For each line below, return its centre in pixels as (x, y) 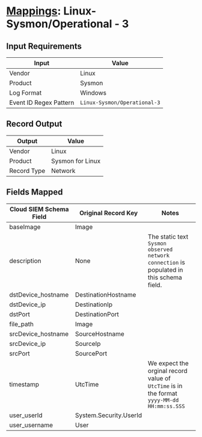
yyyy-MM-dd (163, 400)
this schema (165, 277)
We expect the (168, 363)
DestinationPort (97, 314)
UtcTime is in (165, 386)
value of (159, 378)
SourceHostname (99, 334)
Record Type (27, 171)
